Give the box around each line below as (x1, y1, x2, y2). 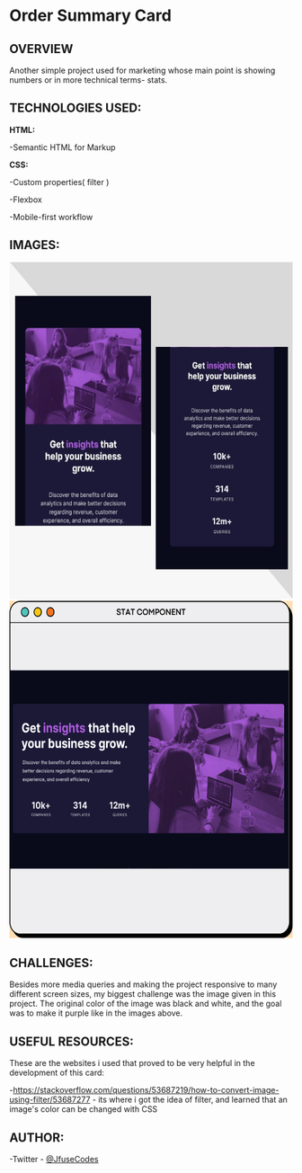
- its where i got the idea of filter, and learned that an (92, 1094, 288, 1106)
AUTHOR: (9, 1130, 65, 1145)
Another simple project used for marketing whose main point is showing (9, 65, 276, 76)
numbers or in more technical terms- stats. (9, 75, 168, 85)
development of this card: (9, 1067, 105, 1079)
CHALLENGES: (9, 955, 93, 971)
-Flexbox (9, 194, 42, 205)
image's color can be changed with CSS (9, 1104, 158, 1115)
